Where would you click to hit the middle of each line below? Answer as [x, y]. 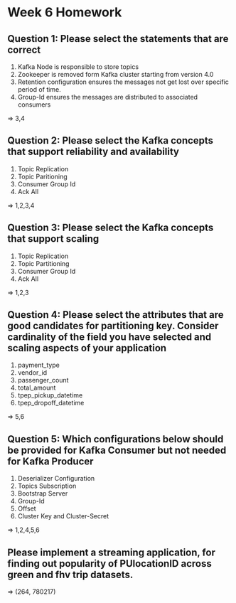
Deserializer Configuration [56, 479]
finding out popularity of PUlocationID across [109, 564]
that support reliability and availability [93, 152]
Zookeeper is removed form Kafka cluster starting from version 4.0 [116, 74]
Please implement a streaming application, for [111, 552]
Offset [27, 508]
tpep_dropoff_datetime [51, 403]
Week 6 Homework [65, 12]
